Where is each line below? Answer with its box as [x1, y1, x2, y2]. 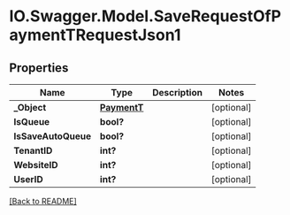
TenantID [13, 144, 53, 157]
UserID [13, 173, 44, 185]
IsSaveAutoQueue [13, 130, 92, 142]
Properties [9, 60, 69, 75]
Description [151, 87, 203, 98]
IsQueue [13, 116, 50, 127]
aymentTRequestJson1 [9, 25, 181, 45]
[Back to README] [9, 196, 77, 206]
